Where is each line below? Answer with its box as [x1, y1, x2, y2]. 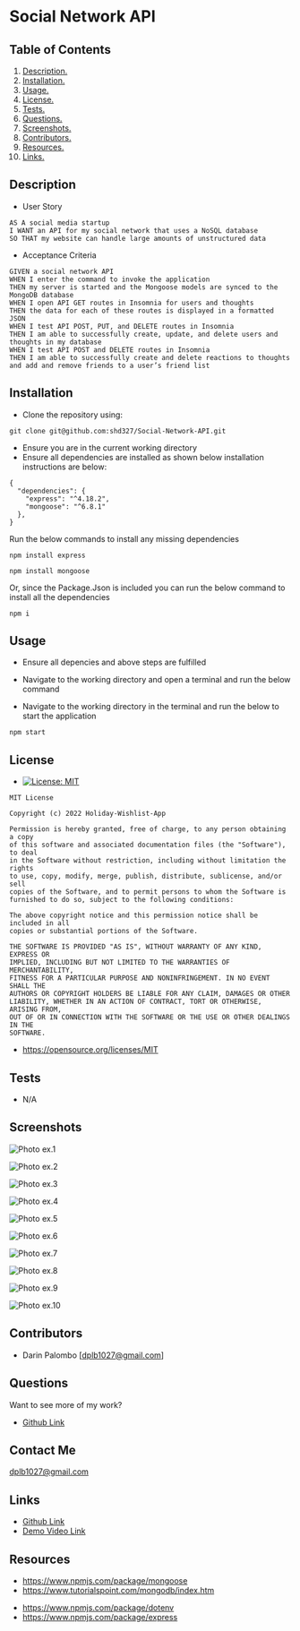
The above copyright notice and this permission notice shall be [9, 911, 258, 920]
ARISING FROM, [9, 1005, 63, 1014]
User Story [21, 201, 63, 211]
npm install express [9, 551, 87, 560]
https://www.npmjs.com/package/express [21, 1611, 178, 1622]
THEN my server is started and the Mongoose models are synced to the [9, 282, 279, 292]
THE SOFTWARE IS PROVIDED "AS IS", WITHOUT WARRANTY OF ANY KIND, [9, 942, 262, 951]
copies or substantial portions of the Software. [9, 927, 199, 936]
